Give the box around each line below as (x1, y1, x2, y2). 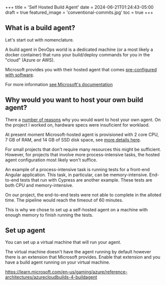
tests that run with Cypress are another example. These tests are (20, 177, 153, 183)
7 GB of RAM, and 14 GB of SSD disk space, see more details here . (5, 137, 141, 142)
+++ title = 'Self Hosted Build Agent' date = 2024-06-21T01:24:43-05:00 (5, 4, 154, 10)
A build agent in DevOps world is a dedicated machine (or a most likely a (5, 47, 154, 52)
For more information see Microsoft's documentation (5, 81, 113, 87)
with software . (5, 72, 35, 78)
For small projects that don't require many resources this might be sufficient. (5, 146, 162, 152)
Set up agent (5, 226, 46, 235)
